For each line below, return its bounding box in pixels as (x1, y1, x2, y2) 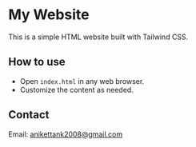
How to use (8, 55, 66, 69)
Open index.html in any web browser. (19, 76, 145, 85)
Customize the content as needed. (19, 85, 134, 94)
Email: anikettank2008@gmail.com (8, 129, 122, 139)
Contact (8, 108, 50, 121)
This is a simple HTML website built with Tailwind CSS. (8, 32, 189, 42)
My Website (8, 6, 90, 24)
